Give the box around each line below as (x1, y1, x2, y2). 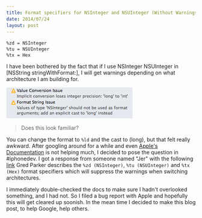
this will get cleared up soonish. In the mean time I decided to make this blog (6, 199, 196, 206)
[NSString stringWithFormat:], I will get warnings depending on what (6, 69, 176, 76)
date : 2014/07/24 (6, 16, 50, 22)
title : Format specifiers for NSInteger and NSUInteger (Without (6, 10, 173, 16)
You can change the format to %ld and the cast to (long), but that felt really (6, 136, 191, 144)
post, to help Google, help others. (6, 205, 89, 213)
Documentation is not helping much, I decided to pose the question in (6, 149, 179, 156)
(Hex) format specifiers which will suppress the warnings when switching (6, 168, 188, 175)
